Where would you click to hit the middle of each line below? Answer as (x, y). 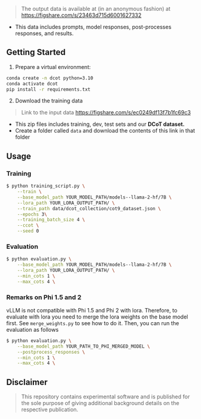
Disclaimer (27, 382)
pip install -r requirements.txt (48, 89)
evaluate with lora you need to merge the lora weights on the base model (97, 317)
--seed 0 (28, 231)
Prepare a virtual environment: (53, 67)
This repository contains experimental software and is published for (105, 397)
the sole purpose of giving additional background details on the (100, 403)
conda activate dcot (32, 84)
